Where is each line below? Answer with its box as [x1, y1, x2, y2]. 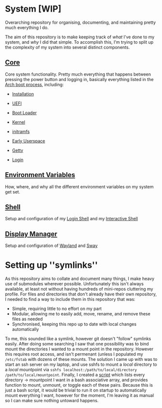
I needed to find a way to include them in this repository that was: [5, 296, 135, 302]
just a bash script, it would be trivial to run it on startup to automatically [5, 387, 147, 393]
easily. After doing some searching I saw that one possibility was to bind [5, 341, 149, 347]
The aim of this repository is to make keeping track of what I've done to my [5, 34, 155, 40]
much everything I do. [5, 24, 49, 30]
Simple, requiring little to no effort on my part [12, 306, 102, 311]
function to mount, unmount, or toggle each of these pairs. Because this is [5, 382, 153, 388]
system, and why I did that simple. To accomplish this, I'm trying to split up [5, 39, 154, 45]
